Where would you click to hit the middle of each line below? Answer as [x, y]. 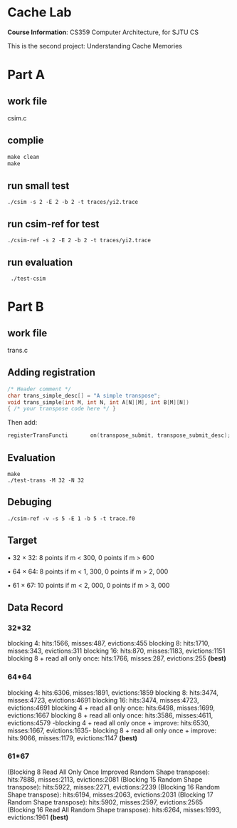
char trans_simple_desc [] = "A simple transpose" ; [84, 395]
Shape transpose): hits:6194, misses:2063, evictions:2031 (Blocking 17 [110, 795]
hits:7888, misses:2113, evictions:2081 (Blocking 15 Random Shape [105, 779]
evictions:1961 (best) [38, 817]
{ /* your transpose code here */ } [62, 409]
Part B [26, 307]
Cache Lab [39, 12]
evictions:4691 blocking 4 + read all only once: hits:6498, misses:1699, [111, 708]
